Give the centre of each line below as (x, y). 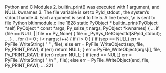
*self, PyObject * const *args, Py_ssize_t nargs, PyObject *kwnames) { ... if (82, 28)
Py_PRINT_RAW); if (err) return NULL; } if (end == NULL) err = (69, 55)
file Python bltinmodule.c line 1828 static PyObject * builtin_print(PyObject (82, 23)
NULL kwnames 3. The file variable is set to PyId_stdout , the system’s (77, 12)
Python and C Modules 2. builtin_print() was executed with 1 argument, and (82, 7)
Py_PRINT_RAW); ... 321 (29, 65)
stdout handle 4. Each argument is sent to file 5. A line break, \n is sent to (80, 18)
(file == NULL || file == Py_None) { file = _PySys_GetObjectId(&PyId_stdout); (83, 34)
